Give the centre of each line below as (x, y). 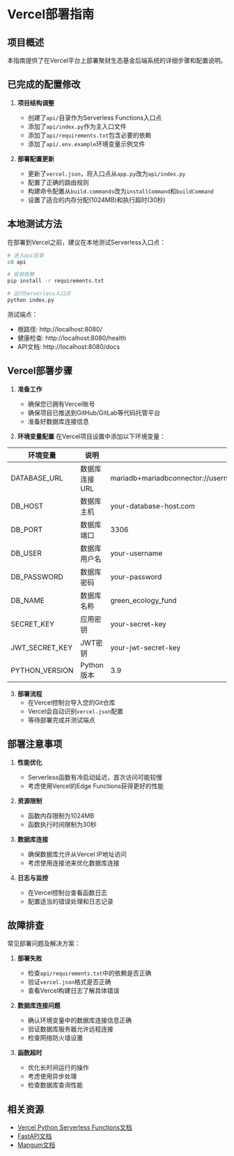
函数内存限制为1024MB (61, 815)
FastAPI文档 (34, 1136)
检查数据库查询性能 (55, 1085)
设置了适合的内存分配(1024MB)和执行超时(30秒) (96, 199)
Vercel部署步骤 (40, 371)
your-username (136, 553)
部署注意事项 (35, 744)
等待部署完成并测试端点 (61, 720)
